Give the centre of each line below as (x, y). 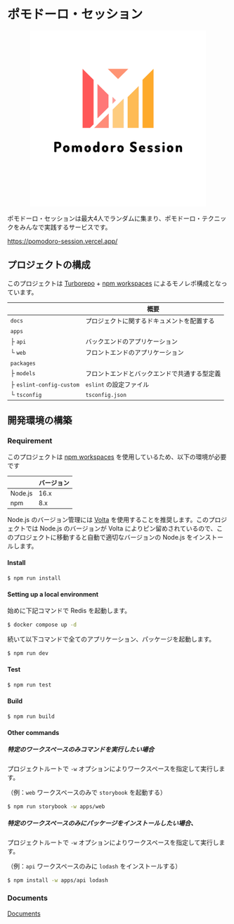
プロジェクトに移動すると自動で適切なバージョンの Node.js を (103, 537)
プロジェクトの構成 (49, 265)
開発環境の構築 (40, 421)
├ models (23, 373)
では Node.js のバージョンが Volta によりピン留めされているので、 (121, 528)
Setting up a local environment (53, 594)
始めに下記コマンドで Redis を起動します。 (69, 611)
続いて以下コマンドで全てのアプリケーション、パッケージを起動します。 (111, 639)
